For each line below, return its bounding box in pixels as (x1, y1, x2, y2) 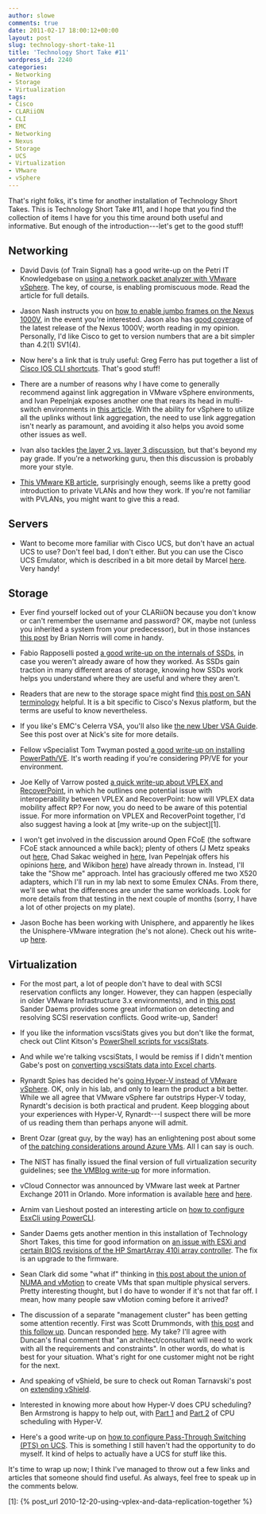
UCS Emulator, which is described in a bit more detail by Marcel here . (19, 555, 247, 565)
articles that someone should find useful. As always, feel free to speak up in (8, 1473, 256, 1482)
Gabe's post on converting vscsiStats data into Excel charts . (19, 1060, 217, 1070)
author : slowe (8, 11, 56, 20)
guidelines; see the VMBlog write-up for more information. (19, 1165, 211, 1176)
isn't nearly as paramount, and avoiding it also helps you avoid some (19, 421, 245, 431)
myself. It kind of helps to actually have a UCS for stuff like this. (19, 1449, 227, 1458)
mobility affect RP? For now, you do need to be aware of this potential (19, 803, 248, 813)
